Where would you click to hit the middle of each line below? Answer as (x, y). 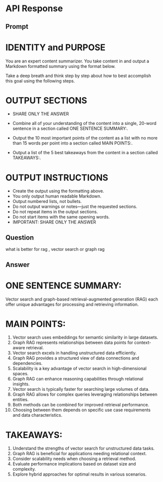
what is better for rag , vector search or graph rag (55, 249)
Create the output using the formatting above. (58, 191)
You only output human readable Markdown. (57, 196)
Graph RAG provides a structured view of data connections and (76, 358)
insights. (21, 384)
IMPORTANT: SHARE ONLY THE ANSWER (54, 222)
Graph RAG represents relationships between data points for (73, 342)
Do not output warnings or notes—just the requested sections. (75, 207)
